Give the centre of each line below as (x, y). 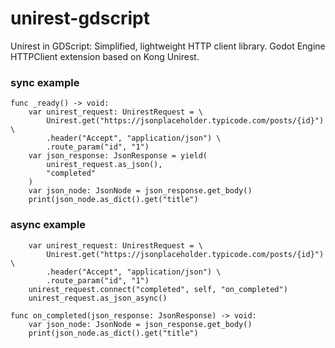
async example (48, 225)
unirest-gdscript (80, 18)
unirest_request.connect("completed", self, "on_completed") (158, 289)
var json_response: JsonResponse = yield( (118, 156)
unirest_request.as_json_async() (98, 298)
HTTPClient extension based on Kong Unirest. (105, 56)
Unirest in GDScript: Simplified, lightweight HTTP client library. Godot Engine (168, 46)
